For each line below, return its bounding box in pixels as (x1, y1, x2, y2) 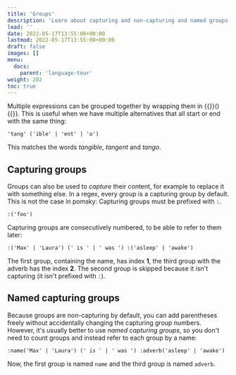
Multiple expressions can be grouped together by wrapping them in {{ (7, 102, 210, 110)
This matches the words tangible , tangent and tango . (7, 143, 162, 152)
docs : (13, 63, 30, 70)
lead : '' (7, 23, 33, 30)
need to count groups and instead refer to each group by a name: (7, 333, 197, 342)
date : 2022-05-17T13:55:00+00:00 (7, 30, 106, 37)
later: (7, 231, 23, 239)
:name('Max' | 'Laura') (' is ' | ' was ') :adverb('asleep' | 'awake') (7, 347, 225, 354)
